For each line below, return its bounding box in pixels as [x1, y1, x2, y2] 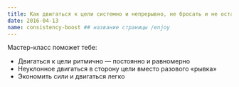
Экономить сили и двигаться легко [17, 72, 125, 81]
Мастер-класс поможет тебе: [7, 43, 97, 52]
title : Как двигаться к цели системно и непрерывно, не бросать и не [7, 10, 218, 18]
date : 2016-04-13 [7, 17, 59, 24]
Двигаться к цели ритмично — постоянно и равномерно [17, 57, 191, 66]
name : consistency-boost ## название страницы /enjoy [7, 24, 171, 31]
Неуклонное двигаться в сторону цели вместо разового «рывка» [17, 65, 217, 73]
